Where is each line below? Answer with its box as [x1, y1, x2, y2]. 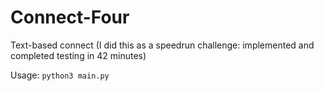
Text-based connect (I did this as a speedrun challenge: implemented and [10, 39, 315, 51]
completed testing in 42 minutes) [10, 49, 147, 61]
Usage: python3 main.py [10, 69, 110, 81]
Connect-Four [10, 6, 130, 29]
